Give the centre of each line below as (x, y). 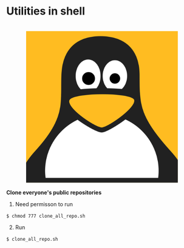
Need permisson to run (44, 204)
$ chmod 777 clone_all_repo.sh (46, 216)
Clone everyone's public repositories (54, 192)
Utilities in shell (46, 11)
